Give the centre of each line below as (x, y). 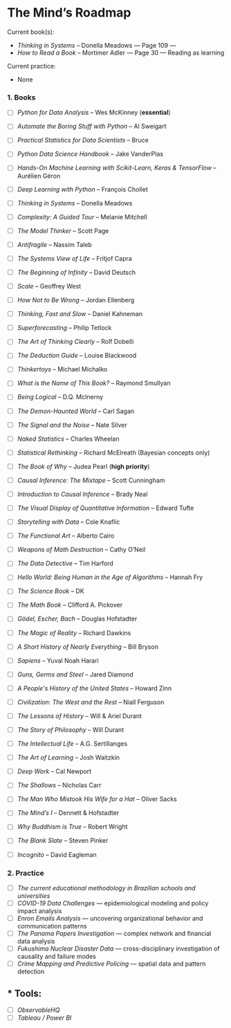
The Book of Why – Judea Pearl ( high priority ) (83, 466)
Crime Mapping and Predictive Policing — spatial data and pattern (111, 964)
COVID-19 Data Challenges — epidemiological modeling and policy (113, 903)
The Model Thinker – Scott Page (63, 230)
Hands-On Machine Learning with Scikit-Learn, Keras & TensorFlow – (117, 168)
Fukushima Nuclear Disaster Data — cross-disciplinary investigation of (118, 948)
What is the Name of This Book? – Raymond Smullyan (94, 383)
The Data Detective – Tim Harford (65, 563)
